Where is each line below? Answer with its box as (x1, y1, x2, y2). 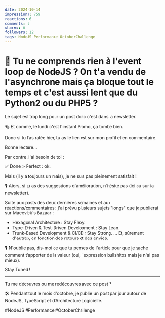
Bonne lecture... (5, 144, 37, 150)
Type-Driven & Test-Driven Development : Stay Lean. (12, 224, 120, 231)
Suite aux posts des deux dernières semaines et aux (5, 199, 111, 205)
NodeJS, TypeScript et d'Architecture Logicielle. (5, 297, 103, 303)
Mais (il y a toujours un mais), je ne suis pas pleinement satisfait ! (5, 173, 137, 179)
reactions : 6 (5, 16, 32, 21)
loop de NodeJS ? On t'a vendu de (5, 66, 146, 78)
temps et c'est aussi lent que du (5, 87, 138, 98)
